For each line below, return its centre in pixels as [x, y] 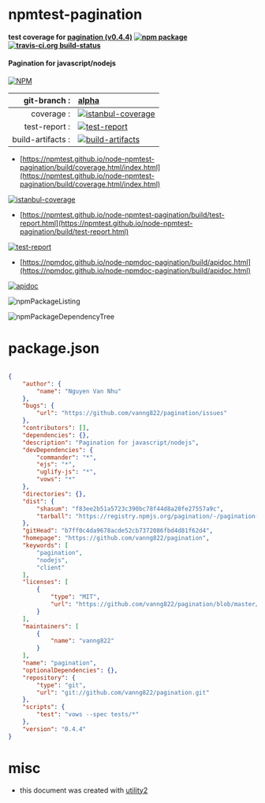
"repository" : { [49, 677]
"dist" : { [39, 501]
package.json [54, 349]
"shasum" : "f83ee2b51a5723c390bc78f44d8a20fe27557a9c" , [130, 509]
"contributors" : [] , [56, 428]
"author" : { [42, 384]
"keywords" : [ [45, 546]
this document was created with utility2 [84, 790]
